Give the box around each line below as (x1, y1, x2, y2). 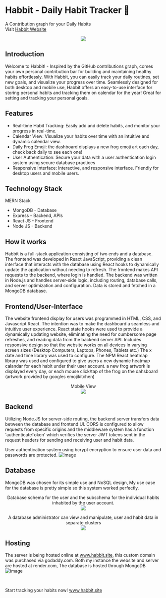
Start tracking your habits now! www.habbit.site (5, 587, 103, 594)
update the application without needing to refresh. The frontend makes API (5, 267, 158, 273)
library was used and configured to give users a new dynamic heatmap (5, 358, 150, 364)
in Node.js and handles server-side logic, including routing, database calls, (5, 277, 158, 283)
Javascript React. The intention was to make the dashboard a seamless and (5, 321, 160, 326)
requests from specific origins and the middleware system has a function (5, 426, 155, 432)
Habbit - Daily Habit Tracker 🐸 (5, 4, 130, 16)
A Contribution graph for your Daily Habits (5, 21, 91, 27)
